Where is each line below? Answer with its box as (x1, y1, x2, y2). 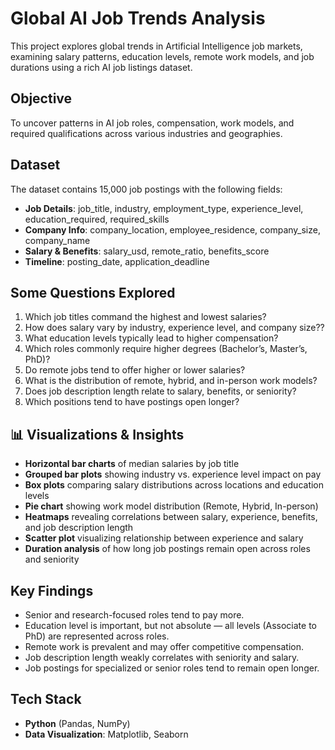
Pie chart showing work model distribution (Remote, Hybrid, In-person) (24, 500, 319, 512)
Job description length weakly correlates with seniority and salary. (24, 652, 300, 663)
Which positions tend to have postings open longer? (24, 396, 240, 408)
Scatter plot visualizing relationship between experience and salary (24, 532, 304, 544)
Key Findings (10, 582, 94, 599)
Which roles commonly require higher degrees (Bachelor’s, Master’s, (24, 343, 308, 355)
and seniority (24, 553, 80, 566)
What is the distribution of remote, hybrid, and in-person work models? (24, 375, 318, 387)
